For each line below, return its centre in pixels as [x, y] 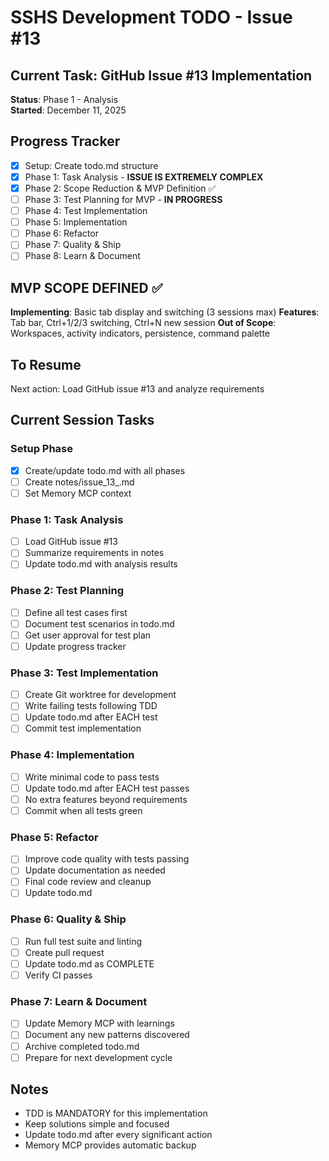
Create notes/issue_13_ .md [79, 482]
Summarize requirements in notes [94, 553]
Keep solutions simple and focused [97, 1124]
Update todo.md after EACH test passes [107, 788]
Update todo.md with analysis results [101, 564]
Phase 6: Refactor [61, 233]
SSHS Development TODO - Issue [151, 17]
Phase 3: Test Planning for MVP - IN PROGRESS [123, 199]
